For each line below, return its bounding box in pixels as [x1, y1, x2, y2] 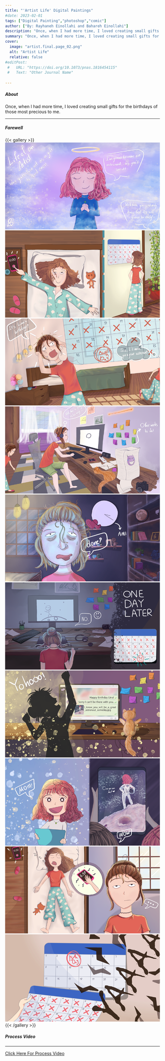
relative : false [9, 55, 43, 59]
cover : [5, 39, 19, 44]
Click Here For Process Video [5, 1050, 65, 1056]
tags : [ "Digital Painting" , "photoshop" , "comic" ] [5, 18, 107, 23]
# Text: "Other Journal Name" [7, 70, 74, 75]
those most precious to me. [5, 109, 60, 115]
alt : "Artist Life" [9, 49, 50, 54]
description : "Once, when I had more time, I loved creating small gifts [5, 29, 160, 34]
